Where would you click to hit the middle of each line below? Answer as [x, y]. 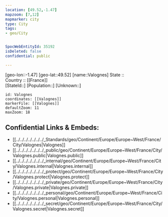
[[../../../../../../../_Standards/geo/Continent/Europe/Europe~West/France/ [87, 140]
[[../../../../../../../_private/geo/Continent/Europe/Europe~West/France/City [88, 182]
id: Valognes [19, 94]
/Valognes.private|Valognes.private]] [50, 188]
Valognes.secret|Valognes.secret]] [48, 209]
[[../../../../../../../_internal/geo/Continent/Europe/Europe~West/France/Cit [87, 161]
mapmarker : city [22, 19]
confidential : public [28, 56]
